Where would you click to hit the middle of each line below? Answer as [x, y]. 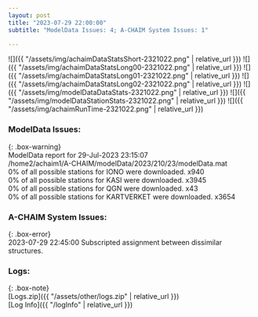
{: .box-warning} [35, 147]
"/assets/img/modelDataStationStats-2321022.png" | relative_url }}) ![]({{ [125, 101]
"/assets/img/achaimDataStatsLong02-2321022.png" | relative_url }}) [130, 84]
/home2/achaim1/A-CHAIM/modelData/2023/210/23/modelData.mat [118, 163]
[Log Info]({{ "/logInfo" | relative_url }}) [71, 305]
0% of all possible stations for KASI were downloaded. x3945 [107, 180]
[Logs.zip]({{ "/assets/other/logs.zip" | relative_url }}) [94, 297]
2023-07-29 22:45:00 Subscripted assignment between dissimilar [115, 242]
